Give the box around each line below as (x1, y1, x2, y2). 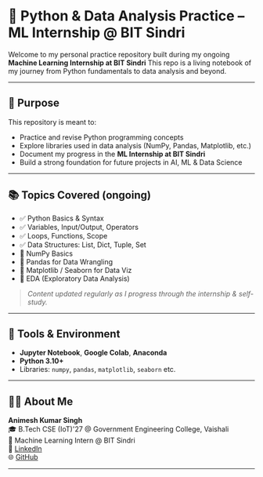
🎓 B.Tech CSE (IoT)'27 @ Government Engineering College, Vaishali (8, 424, 229, 434)
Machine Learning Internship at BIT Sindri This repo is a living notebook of (8, 58, 252, 67)
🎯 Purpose (8, 96, 60, 110)
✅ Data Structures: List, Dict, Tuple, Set (19, 239, 146, 249)
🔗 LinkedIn (8, 444, 42, 453)
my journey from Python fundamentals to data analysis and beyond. (8, 66, 227, 75)
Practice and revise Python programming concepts (19, 133, 184, 142)
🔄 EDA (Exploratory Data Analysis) (19, 274, 131, 283)
